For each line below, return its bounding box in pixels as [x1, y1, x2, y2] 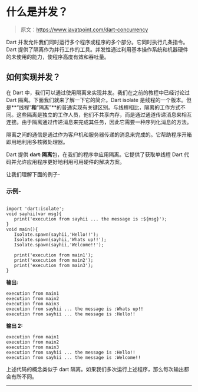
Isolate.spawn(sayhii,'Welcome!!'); [14, 242, 104, 248]
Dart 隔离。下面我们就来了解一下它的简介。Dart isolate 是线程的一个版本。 [6, 96, 187, 103]
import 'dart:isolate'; [6, 206, 65, 212]
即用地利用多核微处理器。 [6, 138, 68, 145]
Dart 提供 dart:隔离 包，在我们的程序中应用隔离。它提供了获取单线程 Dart [6, 151, 183, 158]
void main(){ [6, 226, 38, 233]
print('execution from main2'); [14, 258, 94, 263]
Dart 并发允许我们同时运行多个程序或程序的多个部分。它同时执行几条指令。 [6, 38, 189, 45]
